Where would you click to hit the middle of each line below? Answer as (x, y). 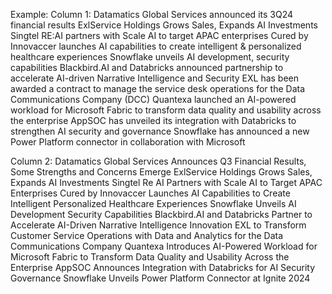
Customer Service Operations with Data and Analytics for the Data (147, 235)
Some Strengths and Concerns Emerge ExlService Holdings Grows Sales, (161, 172)
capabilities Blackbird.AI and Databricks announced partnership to (147, 67)
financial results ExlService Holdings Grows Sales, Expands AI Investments (164, 25)
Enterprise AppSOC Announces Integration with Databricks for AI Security (163, 267)
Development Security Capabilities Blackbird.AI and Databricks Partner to (161, 214)
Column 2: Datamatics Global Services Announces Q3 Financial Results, (158, 161)
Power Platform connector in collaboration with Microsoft (128, 142)
